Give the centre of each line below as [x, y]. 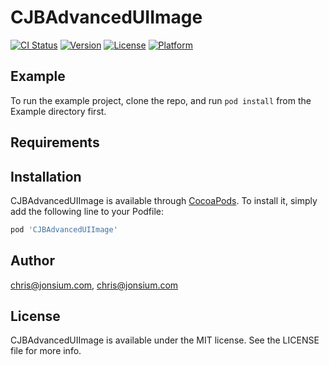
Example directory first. [58, 111]
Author [32, 261]
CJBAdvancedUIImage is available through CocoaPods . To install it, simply [164, 200]
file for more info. [46, 351]
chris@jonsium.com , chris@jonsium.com [94, 285]
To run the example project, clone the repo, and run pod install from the [161, 100]
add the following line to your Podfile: [87, 211]
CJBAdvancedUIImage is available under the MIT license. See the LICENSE [165, 340]
